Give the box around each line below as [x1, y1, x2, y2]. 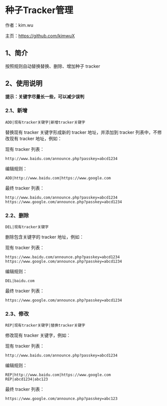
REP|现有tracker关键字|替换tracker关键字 [5, 323, 85, 328]
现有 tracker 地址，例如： [9, 135, 62, 141]
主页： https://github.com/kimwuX [5, 33, 75, 39]
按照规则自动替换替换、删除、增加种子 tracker [5, 63, 100, 69]
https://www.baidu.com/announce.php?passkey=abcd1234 [5, 255, 120, 260]
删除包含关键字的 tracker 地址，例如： [5, 234, 84, 240]
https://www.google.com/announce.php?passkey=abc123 [5, 396, 118, 401]
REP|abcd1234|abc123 [5, 377, 49, 382]
